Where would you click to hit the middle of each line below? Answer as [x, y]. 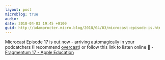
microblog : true [22, 14]
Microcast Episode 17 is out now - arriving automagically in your [70, 42]
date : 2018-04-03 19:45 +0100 [36, 23]
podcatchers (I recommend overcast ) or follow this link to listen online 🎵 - [79, 47]
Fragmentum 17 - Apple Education [40, 53]
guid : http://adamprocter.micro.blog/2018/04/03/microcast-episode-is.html [84, 28]
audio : [12, 19]
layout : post [18, 10]
